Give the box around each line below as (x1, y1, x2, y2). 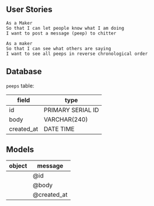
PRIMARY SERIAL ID (43, 106, 100, 114)
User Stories (6, 5, 53, 15)
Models (6, 145, 34, 155)
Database (6, 67, 42, 76)
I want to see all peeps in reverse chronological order (6, 51, 148, 57)
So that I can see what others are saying (6, 46, 111, 51)
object (9, 162, 28, 170)
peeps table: (6, 82, 35, 89)
